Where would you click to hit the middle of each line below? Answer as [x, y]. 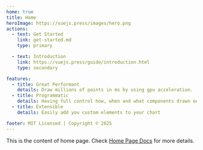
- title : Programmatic [40, 96]
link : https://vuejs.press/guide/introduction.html [83, 62]
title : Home [21, 18]
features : [19, 79]
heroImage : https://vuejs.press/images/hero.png [69, 23]
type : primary [35, 46]
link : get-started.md [44, 40]
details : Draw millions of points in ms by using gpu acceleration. [105, 90]
